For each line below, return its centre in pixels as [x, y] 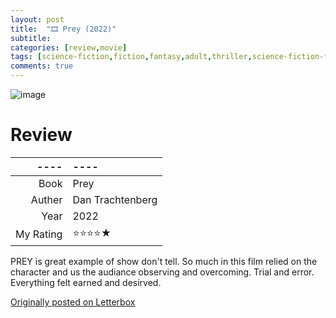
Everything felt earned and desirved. [86, 282]
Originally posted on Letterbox [73, 302]
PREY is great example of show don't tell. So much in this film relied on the [164, 261]
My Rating [39, 234]
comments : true [42, 66]
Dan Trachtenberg [115, 199]
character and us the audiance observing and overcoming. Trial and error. [162, 272]
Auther [46, 199]
